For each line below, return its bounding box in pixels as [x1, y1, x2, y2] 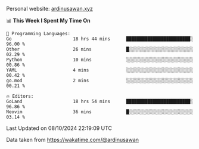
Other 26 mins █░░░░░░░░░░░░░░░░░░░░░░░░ [6, 46, 194, 52]
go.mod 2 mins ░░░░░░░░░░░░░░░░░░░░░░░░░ [6, 77, 194, 83]
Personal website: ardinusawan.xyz [6, 5, 94, 12]
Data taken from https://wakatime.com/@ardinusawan [6, 136, 139, 143]
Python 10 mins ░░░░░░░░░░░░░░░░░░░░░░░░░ [6, 57, 194, 63]
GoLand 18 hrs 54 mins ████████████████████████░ [6, 98, 194, 104]
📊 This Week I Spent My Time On [6, 17, 91, 24]
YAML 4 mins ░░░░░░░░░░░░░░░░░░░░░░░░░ [6, 67, 194, 73]
